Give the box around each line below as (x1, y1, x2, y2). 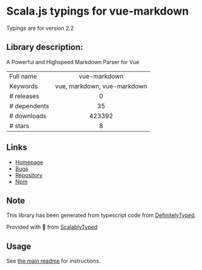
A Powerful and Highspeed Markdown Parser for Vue (6, 58, 140, 65)
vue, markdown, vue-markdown (55, 82, 148, 90)
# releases (9, 91, 40, 100)
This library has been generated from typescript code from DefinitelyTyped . (6, 211, 197, 219)
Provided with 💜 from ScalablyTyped (6, 224, 98, 231)
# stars (9, 121, 29, 130)
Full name (9, 72, 38, 80)
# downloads (9, 112, 47, 120)
